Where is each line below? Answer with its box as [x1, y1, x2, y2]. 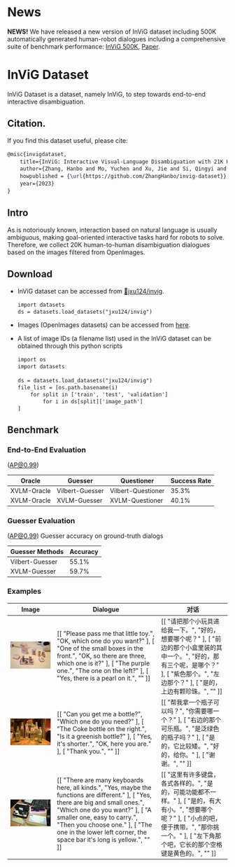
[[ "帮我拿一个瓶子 [160, 698, 214, 706]
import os [17, 356, 47, 363]
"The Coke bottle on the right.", [57, 724, 147, 733]
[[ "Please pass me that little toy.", [57, 630, 155, 638]
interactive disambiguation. [7, 97, 85, 106]
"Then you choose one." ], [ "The [57, 821, 152, 829]
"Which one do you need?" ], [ [57, 717, 144, 726]
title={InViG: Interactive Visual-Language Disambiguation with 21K [20, 158, 224, 165]
